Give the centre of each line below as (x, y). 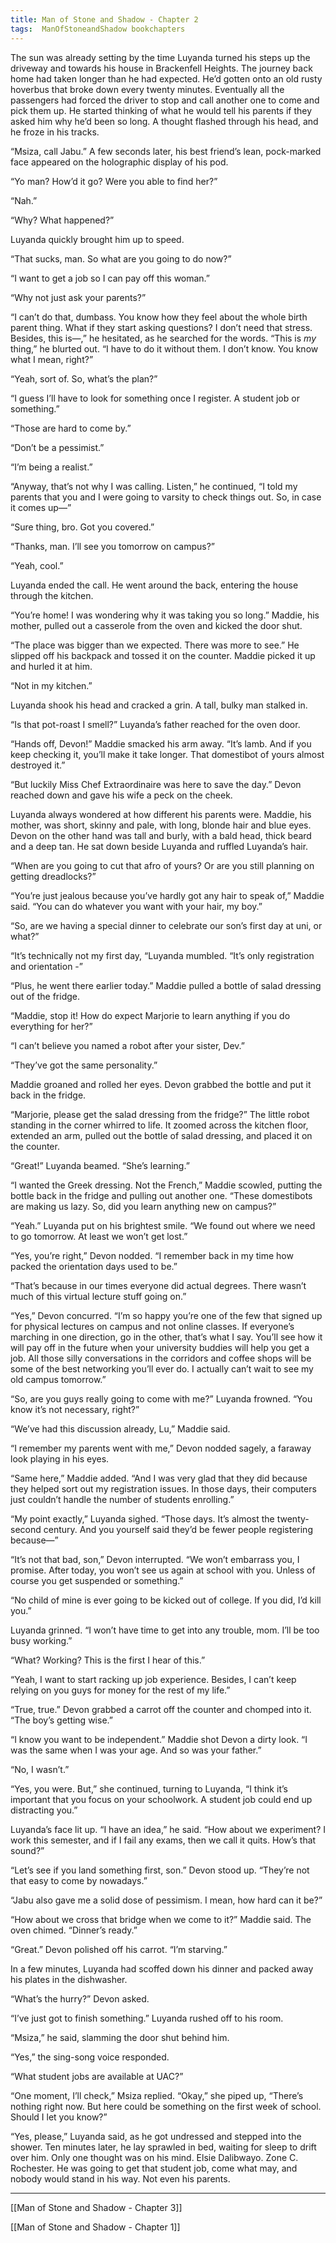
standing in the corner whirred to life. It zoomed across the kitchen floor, (159, 1125)
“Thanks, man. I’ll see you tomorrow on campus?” (112, 546)
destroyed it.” (38, 765)
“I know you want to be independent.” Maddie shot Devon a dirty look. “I (159, 1739)
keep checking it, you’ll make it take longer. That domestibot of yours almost (167, 754)
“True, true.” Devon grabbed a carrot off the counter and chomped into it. (161, 1709)
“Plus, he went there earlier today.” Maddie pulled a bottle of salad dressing (166, 985)
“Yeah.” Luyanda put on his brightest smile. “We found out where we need (163, 1225)
